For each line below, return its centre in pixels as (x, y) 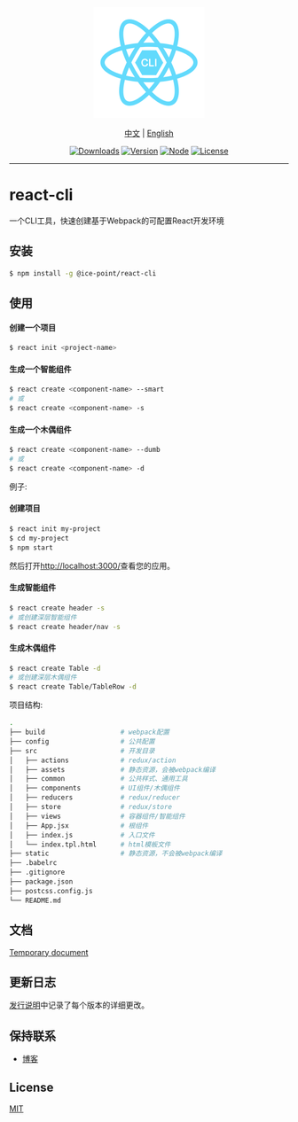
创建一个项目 (32, 327)
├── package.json (41, 882)
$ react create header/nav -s (65, 627)
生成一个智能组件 (40, 369)
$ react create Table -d (55, 668)
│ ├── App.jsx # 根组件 (79, 826)
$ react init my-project (55, 529)
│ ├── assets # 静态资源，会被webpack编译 (112, 769)
